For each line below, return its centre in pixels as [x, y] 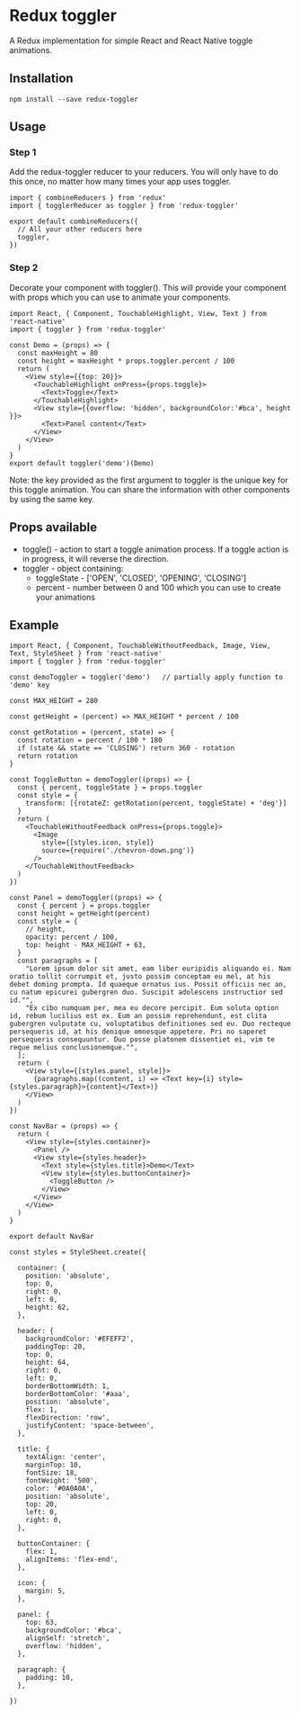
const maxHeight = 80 [58, 353]
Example [34, 625]
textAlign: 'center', [66, 1457]
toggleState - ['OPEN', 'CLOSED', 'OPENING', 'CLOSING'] [141, 578]
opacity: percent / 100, [72, 937]
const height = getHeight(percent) [84, 914]
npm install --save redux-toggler [74, 99]
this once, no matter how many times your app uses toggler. [120, 182]
